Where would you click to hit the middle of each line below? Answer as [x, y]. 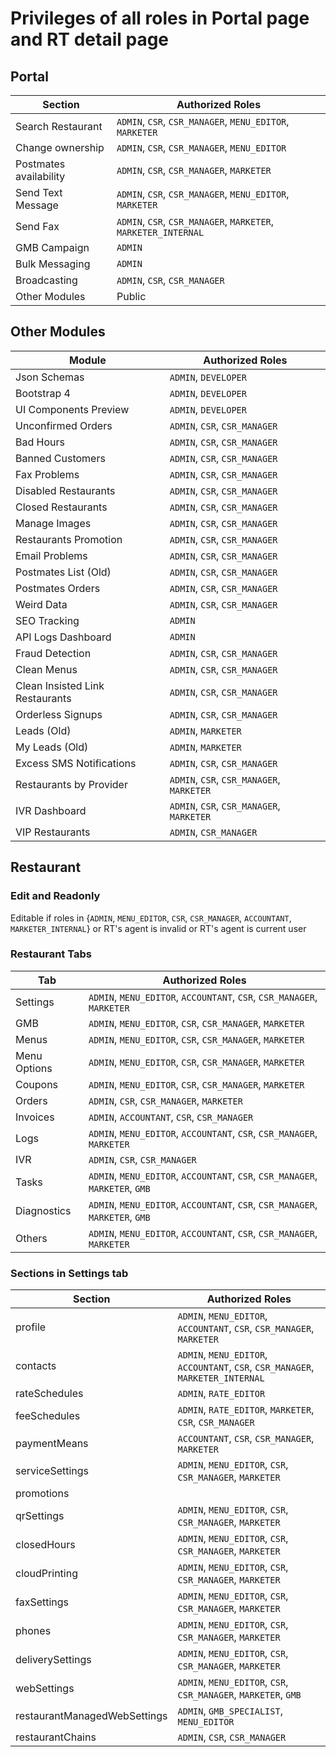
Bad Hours [40, 442]
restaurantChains [56, 1737]
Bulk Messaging [53, 264]
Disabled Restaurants [65, 490]
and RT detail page [90, 39]
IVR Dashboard [51, 810]
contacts [36, 1366]
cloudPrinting [46, 1574]
